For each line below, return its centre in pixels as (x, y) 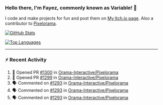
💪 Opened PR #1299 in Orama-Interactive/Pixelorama (65, 77)
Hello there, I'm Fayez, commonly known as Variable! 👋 (71, 8)
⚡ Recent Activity (26, 60)
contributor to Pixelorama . (31, 23)
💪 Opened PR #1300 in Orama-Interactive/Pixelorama (65, 72)
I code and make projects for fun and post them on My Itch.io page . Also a (79, 18)
